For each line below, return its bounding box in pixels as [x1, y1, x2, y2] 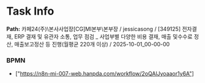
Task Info [6, 4, 54, 18]
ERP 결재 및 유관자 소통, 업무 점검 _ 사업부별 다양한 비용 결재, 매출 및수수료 [14, 32, 193, 40]
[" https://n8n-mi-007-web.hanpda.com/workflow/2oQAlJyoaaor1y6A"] [15, 70, 194, 78]
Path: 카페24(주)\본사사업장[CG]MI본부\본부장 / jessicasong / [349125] [6, 25, 181, 32]
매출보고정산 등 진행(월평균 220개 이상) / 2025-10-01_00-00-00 [14, 40, 170, 48]
